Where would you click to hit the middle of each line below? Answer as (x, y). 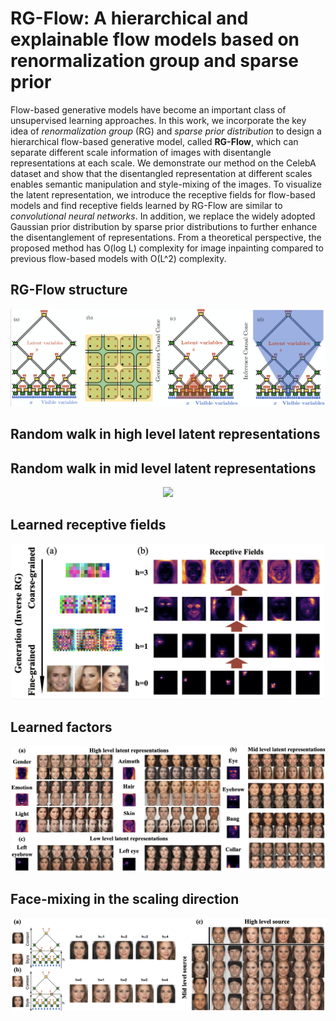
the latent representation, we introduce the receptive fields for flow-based (163, 194)
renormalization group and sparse (154, 61)
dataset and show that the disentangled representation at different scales (161, 173)
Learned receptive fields (88, 525)
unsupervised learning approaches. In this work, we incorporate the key (158, 120)
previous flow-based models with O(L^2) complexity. (118, 258)
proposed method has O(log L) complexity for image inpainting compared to (167, 248)
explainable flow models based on (155, 39)
